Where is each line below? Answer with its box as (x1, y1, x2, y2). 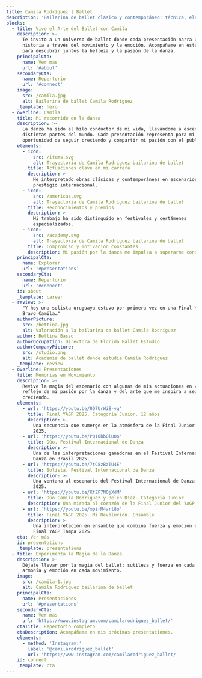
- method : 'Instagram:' (22, 640, 82, 646)
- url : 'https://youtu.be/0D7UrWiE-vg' (22, 406, 122, 412)
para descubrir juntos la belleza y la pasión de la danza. (22, 48, 176, 54)
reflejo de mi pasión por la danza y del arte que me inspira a (22, 389, 187, 395)
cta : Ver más (17, 534, 50, 540)
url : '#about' (22, 64, 58, 71)
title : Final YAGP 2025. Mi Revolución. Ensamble (28, 512, 155, 518)
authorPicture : (17, 316, 55, 322)
